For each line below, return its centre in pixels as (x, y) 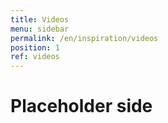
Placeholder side (81, 106)
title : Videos (40, 19)
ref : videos (35, 57)
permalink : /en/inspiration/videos (84, 38)
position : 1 (35, 47)
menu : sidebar (40, 29)
